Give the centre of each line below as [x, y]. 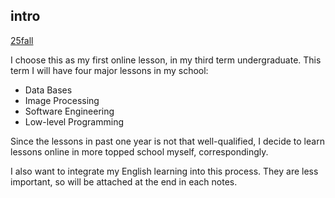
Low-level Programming [74, 121]
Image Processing [62, 100]
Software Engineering [69, 111]
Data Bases [48, 90]
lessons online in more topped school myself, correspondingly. [139, 151]
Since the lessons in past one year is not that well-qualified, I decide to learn [167, 141]
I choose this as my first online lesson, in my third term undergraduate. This [166, 60]
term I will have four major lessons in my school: [109, 70]
